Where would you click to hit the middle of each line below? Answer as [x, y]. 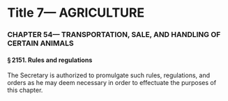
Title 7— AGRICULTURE [76, 13]
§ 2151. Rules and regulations [50, 60]
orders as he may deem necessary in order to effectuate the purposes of [112, 83]
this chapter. [25, 90]
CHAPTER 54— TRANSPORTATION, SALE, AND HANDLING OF [114, 35]
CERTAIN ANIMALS [41, 43]
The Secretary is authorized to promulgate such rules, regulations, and [109, 75]
